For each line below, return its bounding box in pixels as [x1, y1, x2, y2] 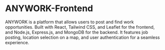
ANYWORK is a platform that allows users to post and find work [5, 19, 134, 25]
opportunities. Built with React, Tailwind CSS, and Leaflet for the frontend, [5, 24, 155, 30]
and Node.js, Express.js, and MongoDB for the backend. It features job [5, 29, 149, 35]
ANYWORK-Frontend [5, 3, 94, 14]
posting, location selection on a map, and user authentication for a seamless [5, 34, 160, 40]
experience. [5, 39, 30, 45]
